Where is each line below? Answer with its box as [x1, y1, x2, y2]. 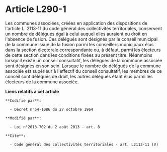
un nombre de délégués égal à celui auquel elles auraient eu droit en [5, 31, 147, 37]
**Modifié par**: [5, 115, 42, 121]
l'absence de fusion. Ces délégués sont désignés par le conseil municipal [5, 36, 158, 42]
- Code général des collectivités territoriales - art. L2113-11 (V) [10, 142, 158, 147]
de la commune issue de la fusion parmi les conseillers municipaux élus [5, 41, 154, 47]
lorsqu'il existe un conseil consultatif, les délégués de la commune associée [5, 57, 162, 63]
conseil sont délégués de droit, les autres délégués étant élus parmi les [5, 73, 153, 79]
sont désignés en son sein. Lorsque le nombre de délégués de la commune [5, 63, 161, 69]
